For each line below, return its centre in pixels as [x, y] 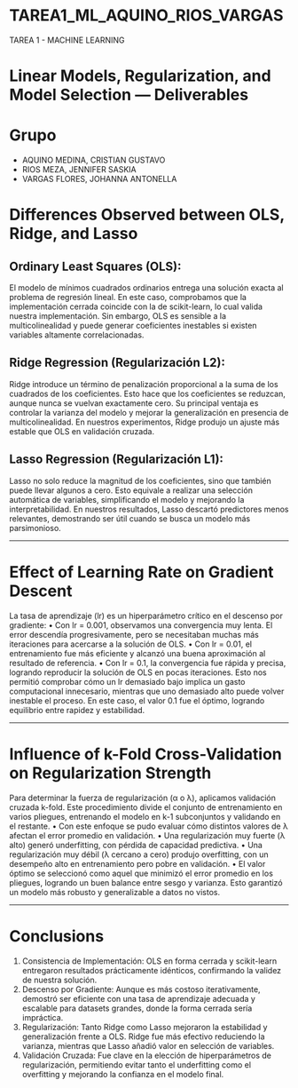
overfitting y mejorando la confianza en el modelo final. [123, 1074]
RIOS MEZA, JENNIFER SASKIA [79, 170]
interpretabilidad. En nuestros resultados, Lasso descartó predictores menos [149, 509]
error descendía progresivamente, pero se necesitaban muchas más [134, 634]
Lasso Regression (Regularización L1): [117, 460]
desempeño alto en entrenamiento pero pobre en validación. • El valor [137, 863]
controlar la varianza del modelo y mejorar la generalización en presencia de [149, 412]
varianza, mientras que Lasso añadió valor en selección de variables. [148, 1045]
